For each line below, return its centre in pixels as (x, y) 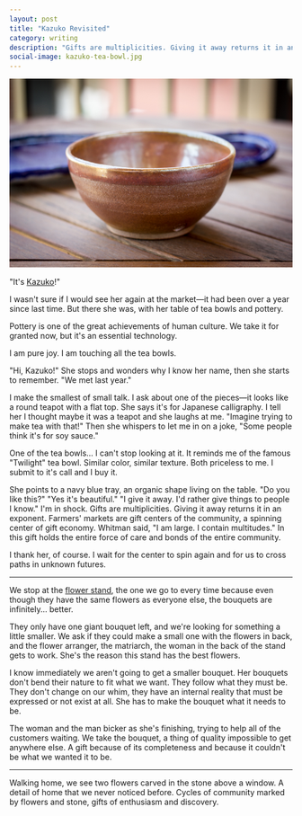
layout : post (34, 19)
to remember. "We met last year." (71, 380)
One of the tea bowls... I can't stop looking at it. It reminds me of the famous (150, 453)
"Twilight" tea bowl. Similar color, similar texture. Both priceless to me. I (142, 463)
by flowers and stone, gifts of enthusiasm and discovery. (114, 802)
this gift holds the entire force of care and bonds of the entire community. (145, 537)
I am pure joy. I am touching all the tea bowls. (93, 353)
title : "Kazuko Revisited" (60, 28)
